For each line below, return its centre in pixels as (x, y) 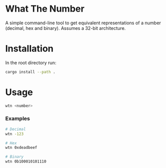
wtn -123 (14, 134)
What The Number (45, 9)
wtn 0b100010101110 (26, 162)
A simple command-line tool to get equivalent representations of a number (83, 23)
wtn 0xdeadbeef (21, 148)
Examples (18, 118)
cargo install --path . (30, 72)
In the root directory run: (31, 62)
